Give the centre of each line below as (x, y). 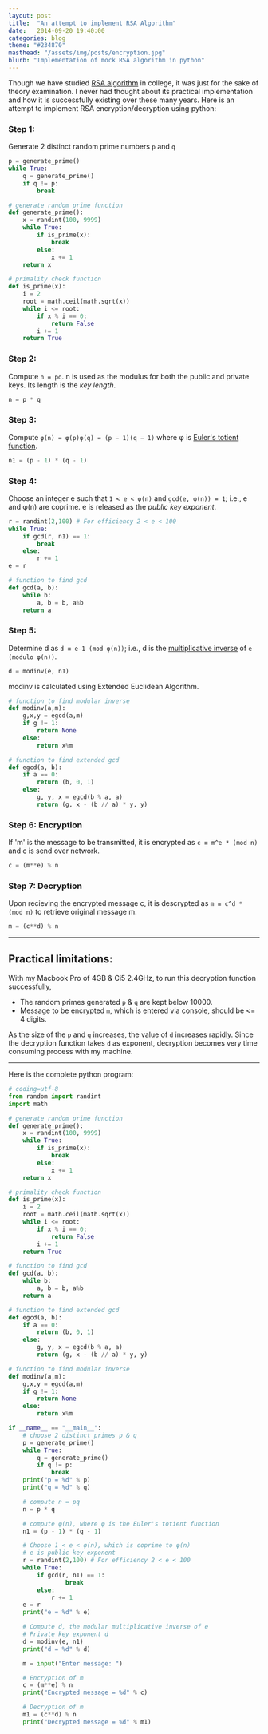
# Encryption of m (53, 1678)
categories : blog (37, 38)
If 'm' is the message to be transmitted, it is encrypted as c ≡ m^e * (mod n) (133, 843)
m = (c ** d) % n (33, 927)
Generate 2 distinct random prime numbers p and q (92, 147)
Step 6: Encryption (45, 825)
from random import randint (55, 1096)
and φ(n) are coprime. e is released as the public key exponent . (112, 506)
